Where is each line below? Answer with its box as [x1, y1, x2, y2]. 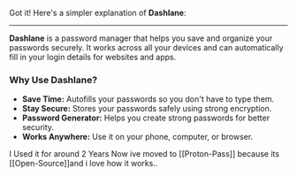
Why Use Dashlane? [9, 73, 98, 86]
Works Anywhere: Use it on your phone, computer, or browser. [21, 132, 254, 142]
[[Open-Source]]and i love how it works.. [9, 158, 158, 169]
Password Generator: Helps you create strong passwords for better [21, 112, 270, 123]
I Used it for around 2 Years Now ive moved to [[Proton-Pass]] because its [9, 149, 280, 159]
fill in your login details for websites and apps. [9, 52, 177, 62]
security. [21, 122, 55, 133]
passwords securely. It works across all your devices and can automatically [9, 42, 285, 52]
